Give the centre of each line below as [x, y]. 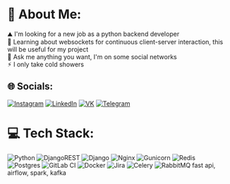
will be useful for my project [48, 49]
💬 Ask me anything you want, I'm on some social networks [92, 56]
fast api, [204, 165]
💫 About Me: [44, 14]
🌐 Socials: [30, 86]
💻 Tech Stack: [51, 133]
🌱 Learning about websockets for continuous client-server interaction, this [115, 42]
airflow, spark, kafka [37, 173]
